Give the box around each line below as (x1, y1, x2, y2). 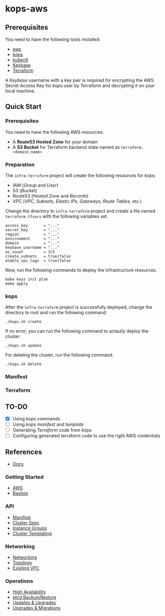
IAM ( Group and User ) (12, 182, 59, 188)
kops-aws (5, 3, 48, 15)
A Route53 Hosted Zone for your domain (12, 139, 98, 145)
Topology (12, 559, 33, 566)
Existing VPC (12, 565, 40, 571)
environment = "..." (5, 236, 59, 241)
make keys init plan (5, 277, 49, 282)
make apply (5, 281, 28, 286)
